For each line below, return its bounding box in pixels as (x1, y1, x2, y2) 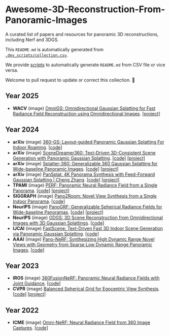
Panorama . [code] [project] (12, 187, 70, 194)
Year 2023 (5, 261, 39, 270)
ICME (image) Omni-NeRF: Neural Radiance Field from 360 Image (12, 319, 151, 326)
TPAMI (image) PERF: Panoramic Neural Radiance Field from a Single (12, 182, 158, 188)
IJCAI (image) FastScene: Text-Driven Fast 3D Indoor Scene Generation (12, 225, 163, 231)
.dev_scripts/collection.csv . (5, 52, 69, 58)
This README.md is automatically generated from (5, 46, 104, 52)
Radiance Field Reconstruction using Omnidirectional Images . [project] (12, 110, 161, 116)
